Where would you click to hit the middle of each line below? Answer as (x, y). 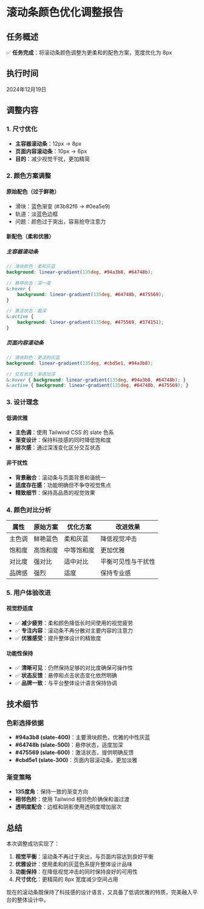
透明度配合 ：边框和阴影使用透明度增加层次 (68, 807)
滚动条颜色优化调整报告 (65, 12)
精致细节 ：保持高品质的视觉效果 (55, 492)
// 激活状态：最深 (26, 311)
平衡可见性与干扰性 (128, 561)
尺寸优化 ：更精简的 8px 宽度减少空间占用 (66, 879)
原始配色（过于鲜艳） (33, 191)
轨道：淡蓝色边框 (36, 214)
